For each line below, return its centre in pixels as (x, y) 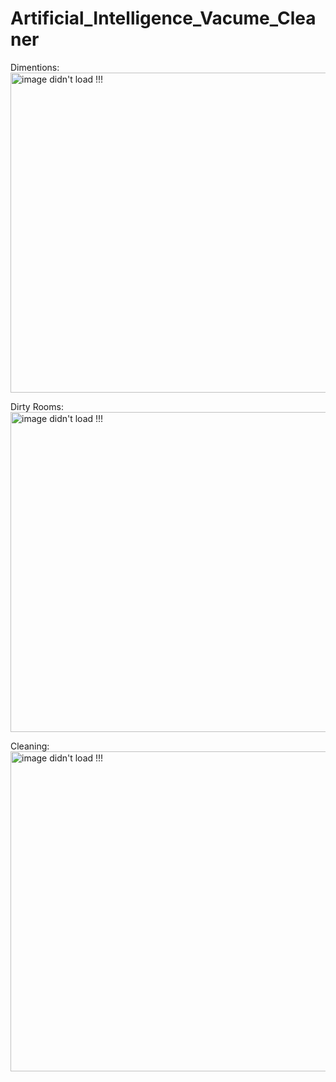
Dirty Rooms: (37, 406)
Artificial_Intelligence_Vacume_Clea (163, 18)
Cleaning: (30, 746)
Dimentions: (35, 67)
